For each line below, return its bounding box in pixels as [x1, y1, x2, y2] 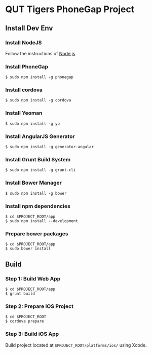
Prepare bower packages [5, 230, 68, 237]
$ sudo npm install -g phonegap [5, 75, 73, 80]
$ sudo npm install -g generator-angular [5, 145, 94, 150]
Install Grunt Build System [5, 156, 71, 163]
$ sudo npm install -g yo [5, 121, 60, 126]
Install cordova [5, 86, 43, 93]
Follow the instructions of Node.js [5, 50, 75, 56]
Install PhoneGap [5, 63, 49, 70]
